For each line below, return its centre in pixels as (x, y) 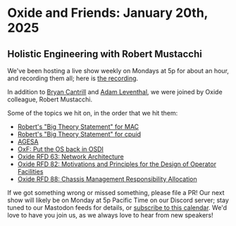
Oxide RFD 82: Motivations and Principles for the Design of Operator (117, 164)
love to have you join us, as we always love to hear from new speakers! (110, 215)
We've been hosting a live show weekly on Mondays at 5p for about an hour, (118, 71)
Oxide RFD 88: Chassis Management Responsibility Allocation (107, 179)
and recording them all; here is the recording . (73, 78)
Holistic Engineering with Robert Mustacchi (105, 54)
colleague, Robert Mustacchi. (50, 99)
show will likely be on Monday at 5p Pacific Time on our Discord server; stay (118, 200)
